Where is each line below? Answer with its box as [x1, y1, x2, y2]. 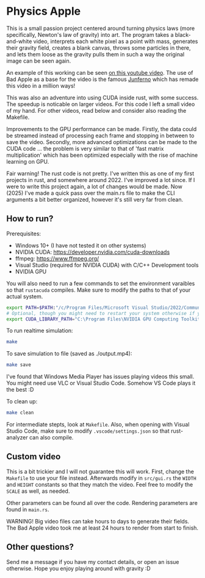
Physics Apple [6, 4, 81, 18]
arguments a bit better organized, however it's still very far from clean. [6, 196, 184, 203]
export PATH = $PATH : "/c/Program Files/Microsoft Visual [6, 305, 149, 311]
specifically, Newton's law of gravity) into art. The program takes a [6, 31, 174, 38]
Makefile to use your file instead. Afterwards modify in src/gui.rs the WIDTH [6, 474, 196, 482]
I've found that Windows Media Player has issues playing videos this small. [6, 373, 195, 381]
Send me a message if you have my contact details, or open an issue [6, 558, 179, 565]
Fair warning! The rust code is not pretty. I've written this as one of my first [6, 170, 194, 177]
